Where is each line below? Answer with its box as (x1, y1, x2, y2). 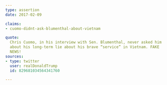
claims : (5, 21, 22, 26)
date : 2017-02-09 (5, 12, 42, 17)
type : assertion (5, 7, 39, 13)
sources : (5, 54, 24, 59)
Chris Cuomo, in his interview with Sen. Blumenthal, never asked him (10, 40, 162, 45)
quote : (5, 35, 19, 40)
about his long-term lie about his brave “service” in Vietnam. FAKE (10, 45, 159, 50)
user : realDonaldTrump (10, 63, 58, 68)
